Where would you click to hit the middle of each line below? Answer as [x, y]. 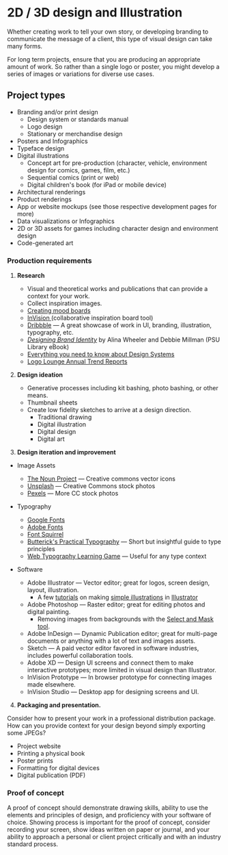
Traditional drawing [65, 417]
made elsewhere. [52, 685]
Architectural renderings [51, 192]
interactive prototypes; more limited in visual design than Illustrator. [122, 670]
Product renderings [44, 199]
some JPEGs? [27, 733]
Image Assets [36, 465]
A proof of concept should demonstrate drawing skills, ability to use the [108, 808]
